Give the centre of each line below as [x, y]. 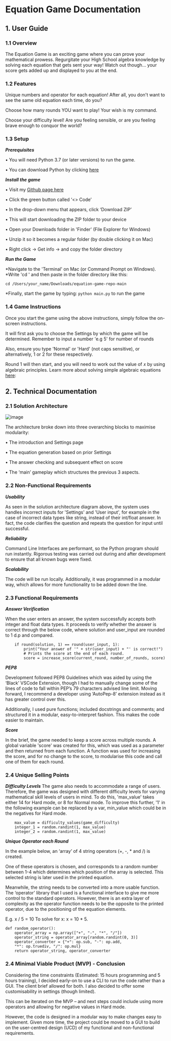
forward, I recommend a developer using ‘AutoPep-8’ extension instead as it [85, 694]
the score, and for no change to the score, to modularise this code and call [84, 757]
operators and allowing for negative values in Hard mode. [66, 1007]
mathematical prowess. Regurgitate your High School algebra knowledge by [85, 59]
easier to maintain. [25, 720]
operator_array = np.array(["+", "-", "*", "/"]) [68, 933]
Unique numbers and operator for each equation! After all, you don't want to [85, 95]
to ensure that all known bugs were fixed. [49, 559]
